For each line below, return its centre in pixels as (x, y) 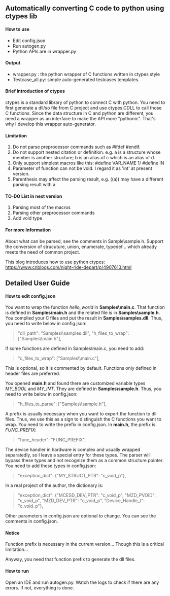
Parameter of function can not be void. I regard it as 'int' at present (82, 168)
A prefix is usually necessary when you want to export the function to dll (81, 414)
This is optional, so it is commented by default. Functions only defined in (81, 368)
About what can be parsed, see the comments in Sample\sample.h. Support (84, 241)
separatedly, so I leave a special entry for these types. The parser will (78, 455)
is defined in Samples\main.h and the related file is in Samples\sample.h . (83, 313)
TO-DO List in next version (34, 196)
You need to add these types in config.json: (51, 466)
